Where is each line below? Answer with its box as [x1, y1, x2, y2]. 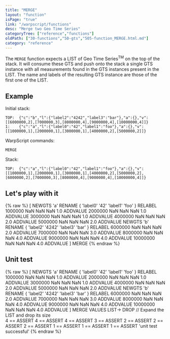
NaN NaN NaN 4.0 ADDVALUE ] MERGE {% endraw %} [5, 241, 120, 247]
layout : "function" [5, 12, 47, 17]
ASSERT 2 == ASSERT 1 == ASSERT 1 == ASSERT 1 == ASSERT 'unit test [5, 323, 157, 329]
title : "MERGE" [5, 7, 38, 13]
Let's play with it [5, 189, 58, 198]
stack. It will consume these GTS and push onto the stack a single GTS [5, 61, 153, 67]
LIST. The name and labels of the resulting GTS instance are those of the [5, 72, 157, 78]
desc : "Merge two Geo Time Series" [5, 27, 81, 32]
